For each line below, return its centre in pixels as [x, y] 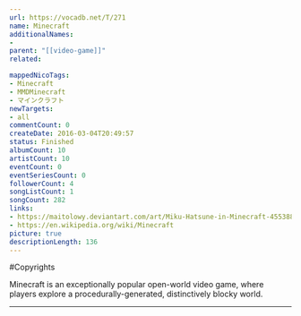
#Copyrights [32, 267]
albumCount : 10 [38, 150]
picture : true [36, 234]
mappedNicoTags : [39, 76]
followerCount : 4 [42, 184]
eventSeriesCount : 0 [48, 175]
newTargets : [31, 108]
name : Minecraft [39, 26]
